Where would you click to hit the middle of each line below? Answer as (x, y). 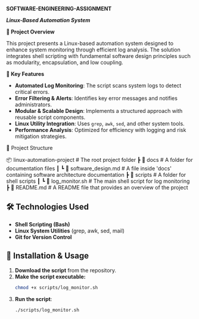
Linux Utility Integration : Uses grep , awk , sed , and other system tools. (99, 124)
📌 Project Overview (30, 32)
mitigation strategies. (41, 136)
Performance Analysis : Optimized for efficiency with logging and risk (100, 130)
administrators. (33, 105)
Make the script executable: (50, 277)
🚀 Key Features (25, 74)
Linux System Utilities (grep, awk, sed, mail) (70, 231)
